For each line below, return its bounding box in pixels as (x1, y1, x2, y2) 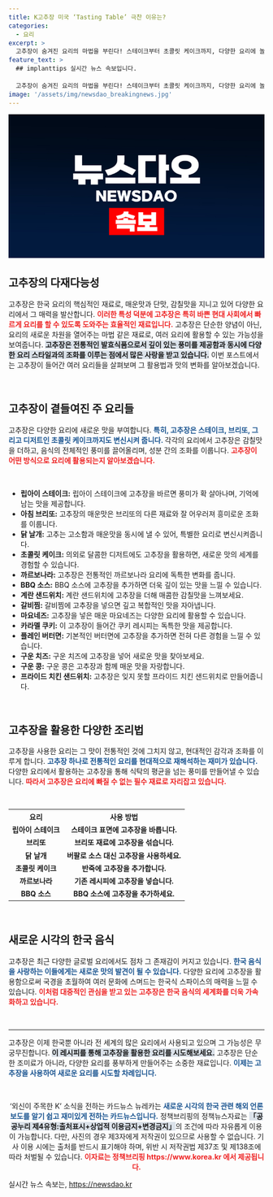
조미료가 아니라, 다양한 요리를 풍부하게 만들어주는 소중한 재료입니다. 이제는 (16, 1057, 253, 1068)
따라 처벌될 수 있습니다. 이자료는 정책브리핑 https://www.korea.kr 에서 (8, 1151, 237, 1161)
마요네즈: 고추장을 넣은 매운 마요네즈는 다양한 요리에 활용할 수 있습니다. (19, 610, 246, 620)
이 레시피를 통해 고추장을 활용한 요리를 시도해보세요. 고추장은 (51, 1047, 244, 1057)
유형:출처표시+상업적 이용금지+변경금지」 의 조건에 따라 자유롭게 (43, 1121, 248, 1131)
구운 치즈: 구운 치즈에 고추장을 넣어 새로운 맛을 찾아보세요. (19, 651, 205, 661)
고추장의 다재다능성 (8, 276, 100, 290)
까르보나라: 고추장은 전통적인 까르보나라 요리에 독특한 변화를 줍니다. (19, 570, 236, 579)
